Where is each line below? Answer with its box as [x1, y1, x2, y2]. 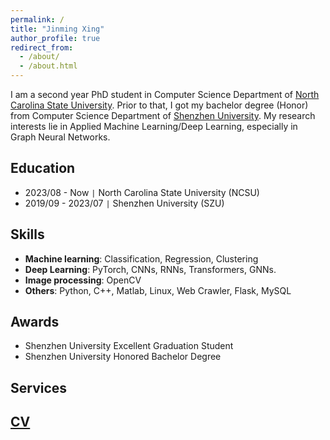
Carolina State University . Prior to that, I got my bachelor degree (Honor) [10, 99, 309, 111]
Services [10, 379, 68, 396]
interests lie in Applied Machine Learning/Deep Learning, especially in [10, 121, 298, 132]
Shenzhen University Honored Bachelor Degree [24, 351, 222, 363]
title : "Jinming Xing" [10, 24, 105, 34]
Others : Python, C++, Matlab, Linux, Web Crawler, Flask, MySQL [24, 284, 292, 296]
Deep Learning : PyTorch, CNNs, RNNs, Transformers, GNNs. [24, 263, 277, 275]
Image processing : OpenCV [24, 274, 142, 286]
